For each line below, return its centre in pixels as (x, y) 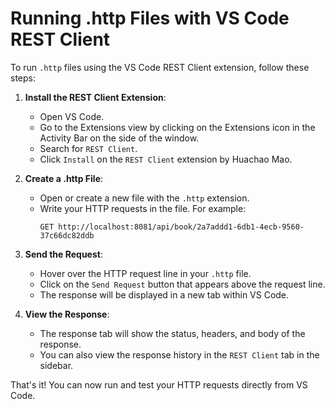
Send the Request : (63, 254)
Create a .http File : (64, 178)
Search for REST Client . (88, 148)
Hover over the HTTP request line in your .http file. (145, 273)
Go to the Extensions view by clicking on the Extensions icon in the (177, 127)
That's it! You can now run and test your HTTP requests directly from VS (159, 384)
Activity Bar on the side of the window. (119, 138)
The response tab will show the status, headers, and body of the (172, 333)
